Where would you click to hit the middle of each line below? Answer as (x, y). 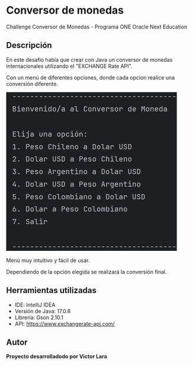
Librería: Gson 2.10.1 (39, 317)
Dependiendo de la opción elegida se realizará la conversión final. (86, 272)
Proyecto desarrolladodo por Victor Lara (57, 357)
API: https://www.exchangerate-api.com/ (65, 323)
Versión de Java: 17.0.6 (43, 311)
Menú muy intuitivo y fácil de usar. (48, 260)
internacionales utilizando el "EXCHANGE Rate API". (69, 66)
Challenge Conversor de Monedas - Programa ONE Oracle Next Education (97, 27)
